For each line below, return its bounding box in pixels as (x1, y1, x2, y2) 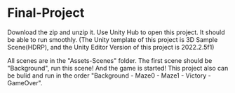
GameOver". (7, 78, 43, 87)
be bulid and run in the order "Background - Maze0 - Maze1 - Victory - (7, 71, 212, 80)
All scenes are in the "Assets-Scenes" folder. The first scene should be (7, 56, 213, 64)
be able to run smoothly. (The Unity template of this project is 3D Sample (7, 35, 218, 43)
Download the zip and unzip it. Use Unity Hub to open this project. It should (7, 28, 226, 36)
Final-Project (7, 5, 85, 21)
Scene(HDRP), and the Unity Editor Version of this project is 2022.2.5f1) (7, 43, 215, 51)
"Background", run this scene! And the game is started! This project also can (7, 64, 229, 72)
